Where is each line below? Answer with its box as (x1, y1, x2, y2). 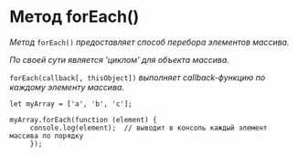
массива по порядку (9, 131, 84, 141)
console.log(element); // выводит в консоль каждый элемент (29, 123, 268, 132)
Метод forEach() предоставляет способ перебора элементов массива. (9, 37, 290, 47)
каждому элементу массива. (9, 81, 125, 92)
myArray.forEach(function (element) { (9, 115, 157, 124)
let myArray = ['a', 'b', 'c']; (9, 99, 133, 109)
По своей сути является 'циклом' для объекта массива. (9, 54, 230, 65)
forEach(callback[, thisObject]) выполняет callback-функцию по (9, 71, 266, 83)
